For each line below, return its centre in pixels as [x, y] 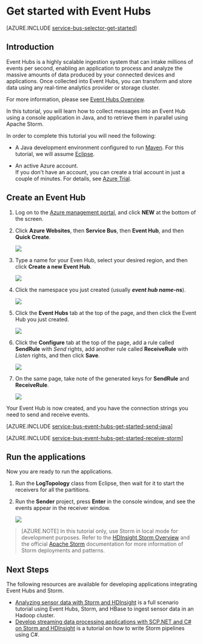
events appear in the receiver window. [63, 508]
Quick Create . [33, 237]
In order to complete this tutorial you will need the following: [81, 135]
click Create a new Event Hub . [53, 266]
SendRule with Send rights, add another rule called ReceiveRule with [101, 349]
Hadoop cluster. [35, 615]
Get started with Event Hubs [79, 11]
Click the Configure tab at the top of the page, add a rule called [95, 342]
